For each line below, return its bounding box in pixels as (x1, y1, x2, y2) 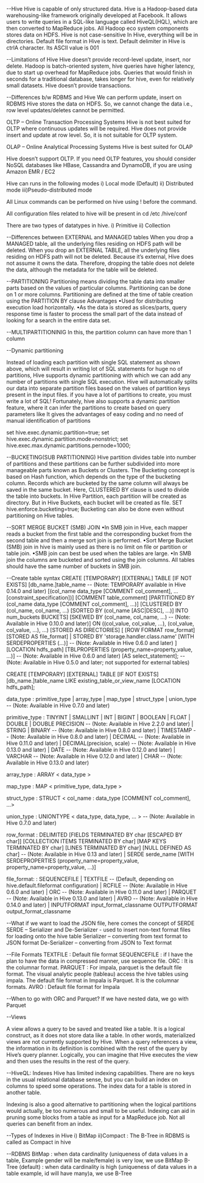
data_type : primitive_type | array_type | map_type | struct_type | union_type (6, 696, 197, 702)
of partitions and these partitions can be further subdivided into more (6, 460, 180, 467)
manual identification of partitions (6, 417, 91, 424)
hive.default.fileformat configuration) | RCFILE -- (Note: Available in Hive (6, 882, 188, 889)
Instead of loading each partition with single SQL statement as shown (6, 359, 181, 365)
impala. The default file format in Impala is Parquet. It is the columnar (6, 977, 180, 984)
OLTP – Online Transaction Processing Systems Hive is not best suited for (6, 118, 191, 126)
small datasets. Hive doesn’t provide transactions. (6, 82, 132, 89)
